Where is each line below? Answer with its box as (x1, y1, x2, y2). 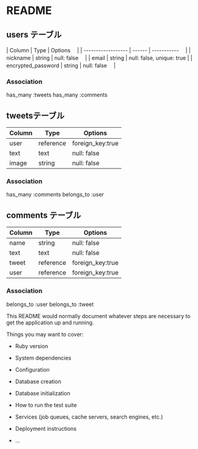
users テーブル (6, 29, 62, 40)
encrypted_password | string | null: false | (6, 62, 116, 69)
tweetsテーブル (6, 110, 65, 120)
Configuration (15, 366, 50, 373)
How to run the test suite (15, 401, 77, 408)
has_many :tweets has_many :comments (6, 91, 108, 99)
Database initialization (15, 389, 71, 397)
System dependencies (15, 354, 72, 361)
